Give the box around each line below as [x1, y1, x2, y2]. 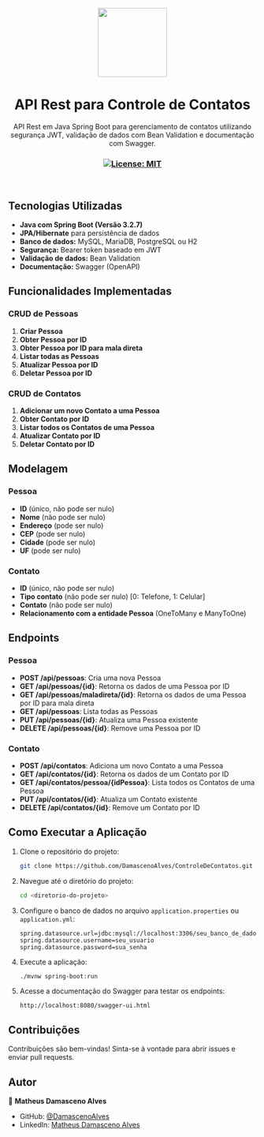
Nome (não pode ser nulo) [19, 512, 106, 522]
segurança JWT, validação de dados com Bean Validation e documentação [10, 130, 255, 140]
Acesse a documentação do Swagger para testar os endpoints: [19, 986, 225, 996]
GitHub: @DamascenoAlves [19, 1112, 110, 1121]
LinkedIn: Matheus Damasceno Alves [19, 1120, 140, 1130]
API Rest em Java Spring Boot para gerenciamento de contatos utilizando [13, 122, 252, 131]
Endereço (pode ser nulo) [19, 521, 104, 530]
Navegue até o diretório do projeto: [19, 876, 134, 885]
